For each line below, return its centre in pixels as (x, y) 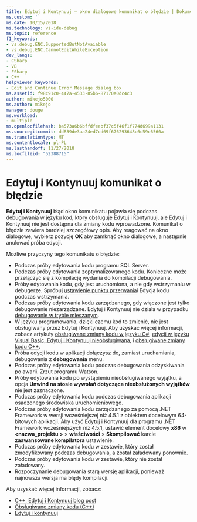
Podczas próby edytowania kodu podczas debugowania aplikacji (93, 397)
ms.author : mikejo (28, 104)
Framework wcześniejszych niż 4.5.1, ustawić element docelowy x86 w (100, 428)
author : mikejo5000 (30, 99)
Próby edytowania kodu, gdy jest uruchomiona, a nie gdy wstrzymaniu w (102, 284)
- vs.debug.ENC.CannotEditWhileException (57, 50)
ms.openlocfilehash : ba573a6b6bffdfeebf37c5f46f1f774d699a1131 (85, 126)
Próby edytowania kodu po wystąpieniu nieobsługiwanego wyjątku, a (98, 378)
